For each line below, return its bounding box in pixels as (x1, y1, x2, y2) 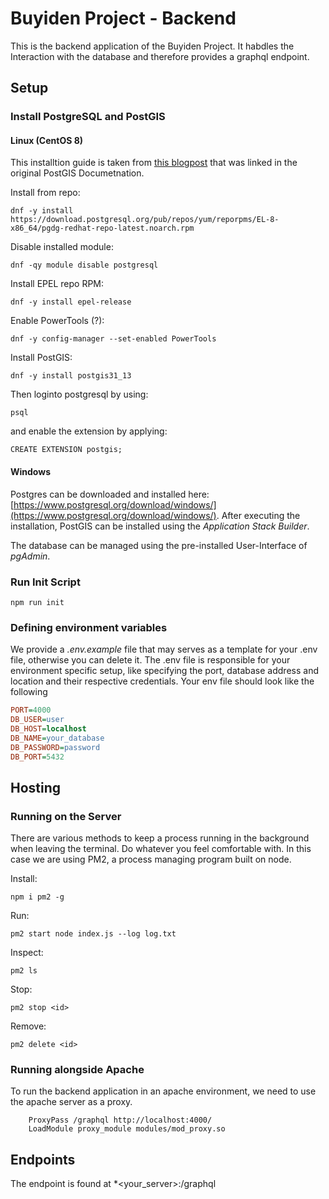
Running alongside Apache (10, 1063, 145, 1077)
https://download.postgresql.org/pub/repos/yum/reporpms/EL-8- (10, 215, 280, 225)
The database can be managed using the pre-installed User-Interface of (10, 539, 308, 551)
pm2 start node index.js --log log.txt (10, 929, 177, 939)
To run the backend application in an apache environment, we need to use (10, 1085, 317, 1097)
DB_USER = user (10, 715, 65, 725)
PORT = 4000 (10, 705, 52, 716)
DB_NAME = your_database (10, 733, 105, 743)
